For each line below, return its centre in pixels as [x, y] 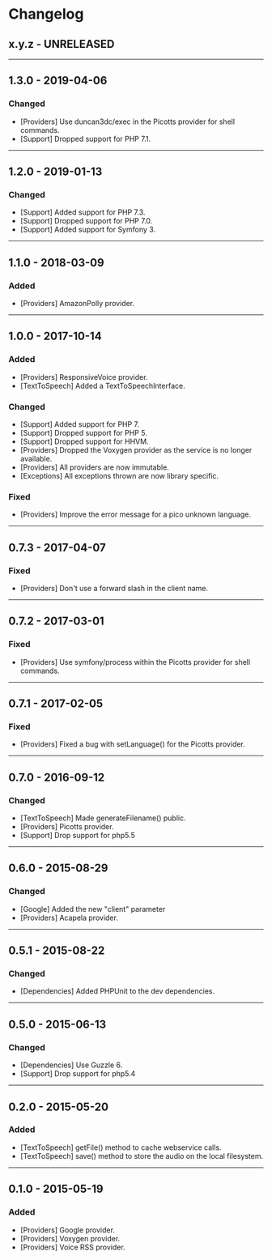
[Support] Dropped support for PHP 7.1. [85, 138]
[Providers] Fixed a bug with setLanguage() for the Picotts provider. [132, 744]
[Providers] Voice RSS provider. [72, 1247]
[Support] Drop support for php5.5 [77, 836]
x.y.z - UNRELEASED [62, 44]
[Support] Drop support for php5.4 [78, 1074]
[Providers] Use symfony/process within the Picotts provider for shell [135, 662]
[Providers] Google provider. [68, 1230]
